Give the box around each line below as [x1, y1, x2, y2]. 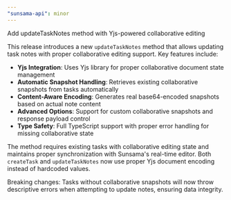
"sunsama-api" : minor [7, 10, 70, 17]
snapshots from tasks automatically [17, 85, 119, 93]
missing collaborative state [17, 129, 94, 137]
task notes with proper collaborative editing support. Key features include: [7, 50, 219, 58]
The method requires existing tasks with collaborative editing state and [7, 142, 209, 150]
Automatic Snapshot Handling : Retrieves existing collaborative [17, 77, 198, 86]
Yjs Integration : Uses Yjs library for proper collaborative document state [17, 63, 225, 71]
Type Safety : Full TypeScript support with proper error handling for [17, 121, 210, 130]
